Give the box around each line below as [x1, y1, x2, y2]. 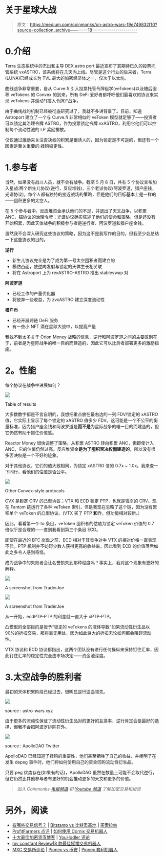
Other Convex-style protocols [5, 487, 65, 493]
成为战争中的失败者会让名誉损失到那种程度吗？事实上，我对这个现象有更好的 [5, 559, 159, 565]
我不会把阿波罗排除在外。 [18, 724, 69, 730]
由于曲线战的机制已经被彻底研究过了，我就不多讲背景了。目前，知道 [5, 108, 142, 114]
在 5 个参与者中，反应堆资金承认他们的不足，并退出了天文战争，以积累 [5, 208, 147, 213]
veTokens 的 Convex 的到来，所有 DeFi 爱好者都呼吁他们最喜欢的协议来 [10, 92, 154, 97]
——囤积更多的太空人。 [5, 197, 52, 203]
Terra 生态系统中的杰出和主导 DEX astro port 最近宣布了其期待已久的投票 [5, 63, 151, 69]
